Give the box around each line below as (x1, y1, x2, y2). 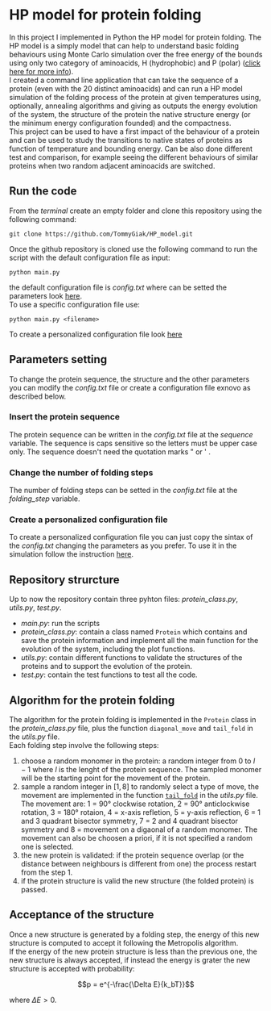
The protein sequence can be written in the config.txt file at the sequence (9, 429, 253, 439)
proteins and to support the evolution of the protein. (20, 662, 192, 671)
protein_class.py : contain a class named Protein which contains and (20, 627, 248, 637)
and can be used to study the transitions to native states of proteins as (9, 135, 243, 144)
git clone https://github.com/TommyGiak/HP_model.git (9, 230, 194, 238)
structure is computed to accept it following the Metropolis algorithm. (9, 938, 239, 947)
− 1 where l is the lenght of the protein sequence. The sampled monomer (20, 765, 262, 775)
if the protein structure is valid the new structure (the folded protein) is (20, 876, 254, 886)
